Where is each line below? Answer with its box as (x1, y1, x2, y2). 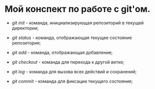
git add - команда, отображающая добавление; (11, 49, 113, 55)
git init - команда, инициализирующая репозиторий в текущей (11, 20, 144, 26)
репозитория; (11, 40, 41, 45)
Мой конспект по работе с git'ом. (4, 3, 151, 15)
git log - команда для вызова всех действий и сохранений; (11, 68, 137, 75)
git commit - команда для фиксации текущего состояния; (11, 78, 133, 84)
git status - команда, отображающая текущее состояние (11, 35, 132, 41)
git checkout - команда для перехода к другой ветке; (11, 59, 125, 65)
